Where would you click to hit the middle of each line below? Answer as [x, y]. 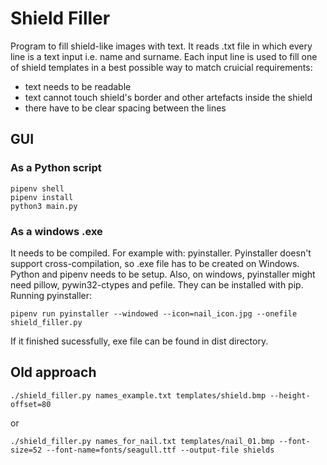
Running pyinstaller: [51, 295]
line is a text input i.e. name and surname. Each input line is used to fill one [164, 56]
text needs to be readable [78, 86]
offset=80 [31, 404]
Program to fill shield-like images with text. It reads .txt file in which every [161, 46]
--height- [290, 395]
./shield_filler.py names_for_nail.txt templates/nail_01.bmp [142, 441]
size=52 [26, 450]
